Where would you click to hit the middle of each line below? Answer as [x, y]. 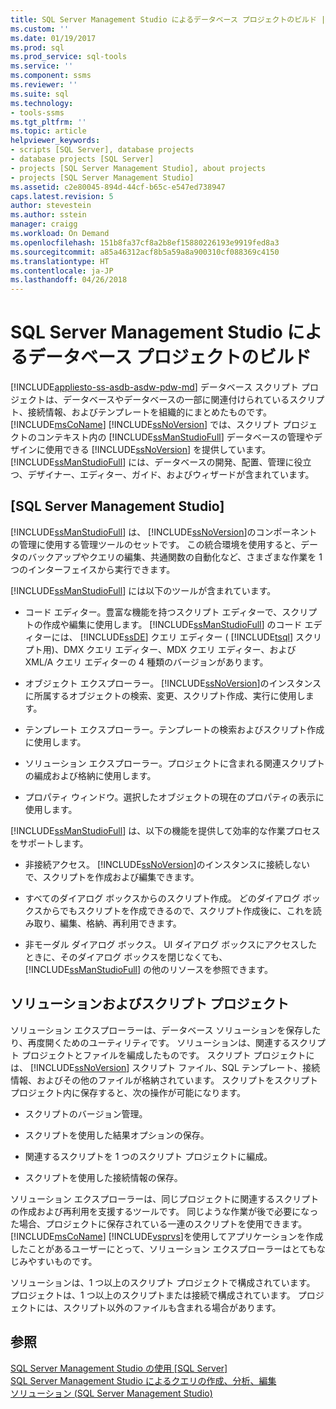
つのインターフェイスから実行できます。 [93, 569]
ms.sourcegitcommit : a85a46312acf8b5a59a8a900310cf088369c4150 [145, 252]
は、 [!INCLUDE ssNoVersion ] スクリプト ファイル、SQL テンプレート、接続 [165, 1067]
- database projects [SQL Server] [82, 159]
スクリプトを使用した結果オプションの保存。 [117, 1135]
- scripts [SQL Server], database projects [102, 150]
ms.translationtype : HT [60, 261]
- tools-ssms [37, 112]
